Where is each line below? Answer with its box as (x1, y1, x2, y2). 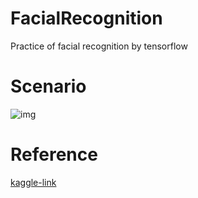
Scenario (10, 75, 87, 98)
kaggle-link (10, 176, 57, 188)
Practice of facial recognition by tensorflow (10, 40, 188, 52)
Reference (10, 143, 98, 166)
